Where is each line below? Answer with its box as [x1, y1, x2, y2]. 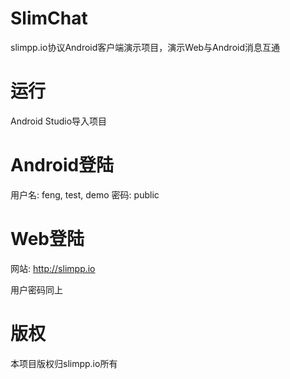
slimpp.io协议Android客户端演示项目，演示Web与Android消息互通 [10, 41, 281, 53]
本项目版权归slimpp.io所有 [10, 357, 118, 369]
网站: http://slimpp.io [10, 262, 96, 274]
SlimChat [10, 7, 88, 30]
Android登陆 [10, 154, 115, 177]
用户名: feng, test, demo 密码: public [10, 188, 160, 201]
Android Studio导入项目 [10, 115, 108, 127]
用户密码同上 [10, 283, 63, 296]
